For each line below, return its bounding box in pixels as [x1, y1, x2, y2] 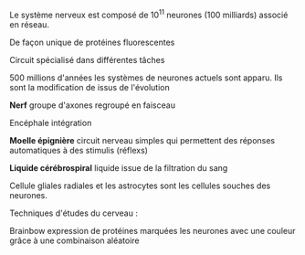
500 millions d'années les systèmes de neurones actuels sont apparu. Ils [9, 72, 283, 83]
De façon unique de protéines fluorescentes [9, 37, 175, 48]
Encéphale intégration [9, 117, 92, 128]
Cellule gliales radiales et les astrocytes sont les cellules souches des [9, 180, 271, 191]
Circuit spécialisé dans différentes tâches [9, 54, 165, 65]
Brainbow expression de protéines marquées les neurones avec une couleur [9, 225, 296, 236]
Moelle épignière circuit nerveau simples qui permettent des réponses [9, 134, 276, 145]
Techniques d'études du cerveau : [9, 207, 139, 218]
